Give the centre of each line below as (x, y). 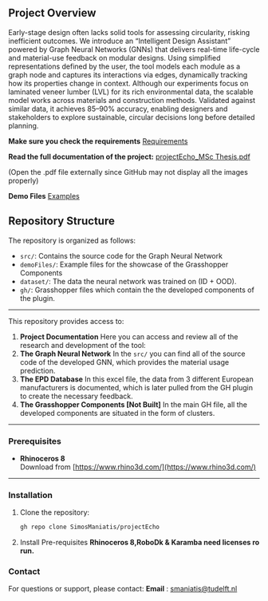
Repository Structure (62, 221)
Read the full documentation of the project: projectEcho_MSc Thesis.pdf (130, 156)
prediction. (37, 370)
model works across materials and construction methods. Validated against (132, 100)
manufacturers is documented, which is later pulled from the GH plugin (136, 387)
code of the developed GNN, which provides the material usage (124, 362)
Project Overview (52, 13)
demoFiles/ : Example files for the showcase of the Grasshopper (124, 264)
